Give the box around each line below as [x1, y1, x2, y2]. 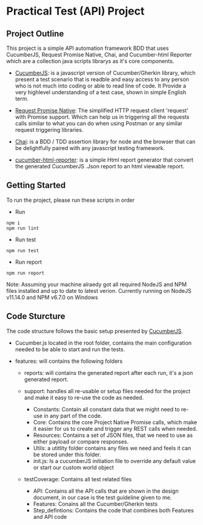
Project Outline [6, 29, 64, 39]
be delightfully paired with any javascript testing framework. [15, 145, 165, 151]
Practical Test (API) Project [6, 4, 145, 18]
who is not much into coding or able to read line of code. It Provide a [15, 82, 187, 89]
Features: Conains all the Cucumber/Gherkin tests [33, 500, 158, 507]
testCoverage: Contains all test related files [24, 475, 132, 482]
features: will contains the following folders [15, 357, 123, 365]
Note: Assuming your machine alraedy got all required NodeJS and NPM [6, 281, 187, 288]
